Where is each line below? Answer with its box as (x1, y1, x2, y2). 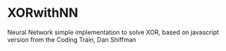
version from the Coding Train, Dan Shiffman (7, 35, 137, 43)
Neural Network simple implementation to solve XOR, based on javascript (7, 28, 220, 36)
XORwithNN (7, 5, 79, 21)
